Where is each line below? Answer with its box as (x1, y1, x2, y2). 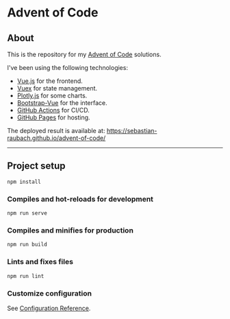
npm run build (7, 241, 48, 248)
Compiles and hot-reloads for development (7, 194, 154, 204)
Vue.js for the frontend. (16, 77, 84, 85)
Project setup (7, 160, 66, 172)
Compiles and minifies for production (7, 226, 133, 235)
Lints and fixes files (7, 257, 74, 267)
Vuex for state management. (16, 84, 98, 92)
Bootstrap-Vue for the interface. (16, 99, 107, 107)
